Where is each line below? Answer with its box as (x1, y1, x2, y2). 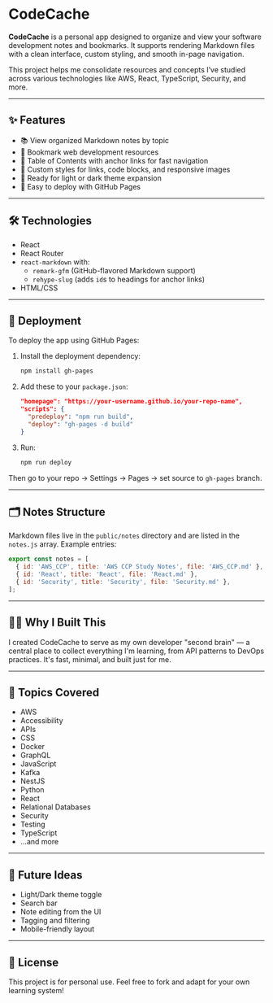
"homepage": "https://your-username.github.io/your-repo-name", (19, 398, 243, 406)
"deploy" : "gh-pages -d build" (28, 420, 134, 428)
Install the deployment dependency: (19, 351, 141, 361)
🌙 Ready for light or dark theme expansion (19, 172, 162, 183)
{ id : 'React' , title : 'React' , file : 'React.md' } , (15, 570, 198, 578)
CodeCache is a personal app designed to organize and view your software (8, 32, 262, 41)
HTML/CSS (19, 282, 58, 293)
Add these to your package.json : (19, 382, 128, 391)
